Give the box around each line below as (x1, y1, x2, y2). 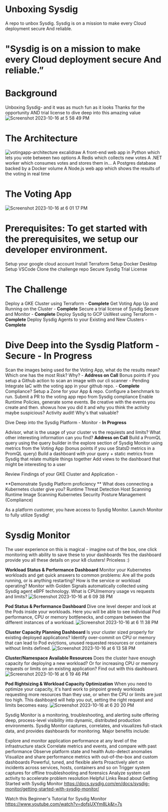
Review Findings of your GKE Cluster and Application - (5, 471, 118, 477)
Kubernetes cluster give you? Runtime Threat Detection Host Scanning (5, 486, 151, 492)
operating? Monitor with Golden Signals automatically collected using (5, 583, 148, 589)
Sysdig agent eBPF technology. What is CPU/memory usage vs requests (5, 588, 154, 594)
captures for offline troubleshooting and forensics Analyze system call (5, 770, 150, 776)
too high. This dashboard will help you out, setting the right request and (5, 697, 153, 703)
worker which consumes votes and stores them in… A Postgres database (5, 160, 156, 166)
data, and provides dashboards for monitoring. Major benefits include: (5, 728, 150, 734)
